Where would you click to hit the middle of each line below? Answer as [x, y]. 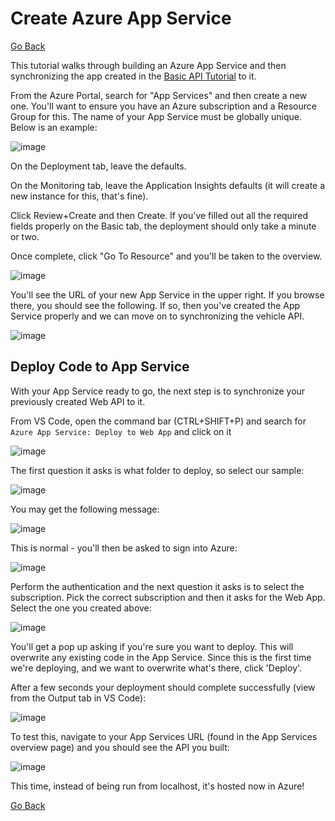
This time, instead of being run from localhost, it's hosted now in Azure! [157, 786]
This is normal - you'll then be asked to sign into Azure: [124, 548]
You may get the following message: [85, 509]
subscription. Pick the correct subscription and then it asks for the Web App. [168, 597]
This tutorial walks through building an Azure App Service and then [148, 65]
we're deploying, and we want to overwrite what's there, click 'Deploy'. [156, 668]
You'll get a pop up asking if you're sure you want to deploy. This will [152, 646]
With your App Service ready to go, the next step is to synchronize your [158, 391]
